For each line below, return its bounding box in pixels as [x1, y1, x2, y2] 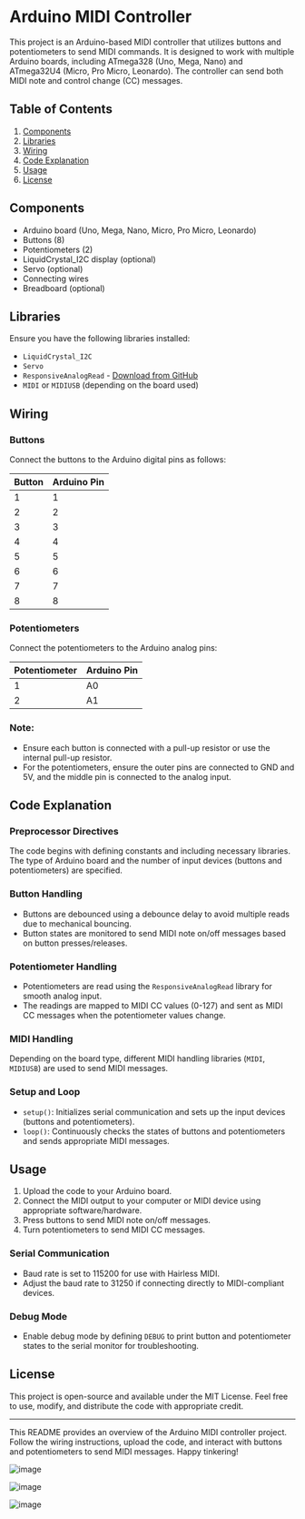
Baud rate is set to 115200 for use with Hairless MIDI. [22, 1268, 221, 1279]
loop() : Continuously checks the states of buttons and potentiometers [22, 1126, 286, 1137]
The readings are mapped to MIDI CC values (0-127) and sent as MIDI [22, 999, 283, 1011]
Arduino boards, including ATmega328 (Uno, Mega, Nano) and [9, 56, 243, 66]
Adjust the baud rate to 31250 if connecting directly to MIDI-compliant [22, 1277, 284, 1289]
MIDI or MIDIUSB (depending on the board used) [22, 380, 200, 390]
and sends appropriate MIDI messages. [22, 1135, 170, 1146]
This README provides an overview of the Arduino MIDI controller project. [9, 1426, 288, 1437]
